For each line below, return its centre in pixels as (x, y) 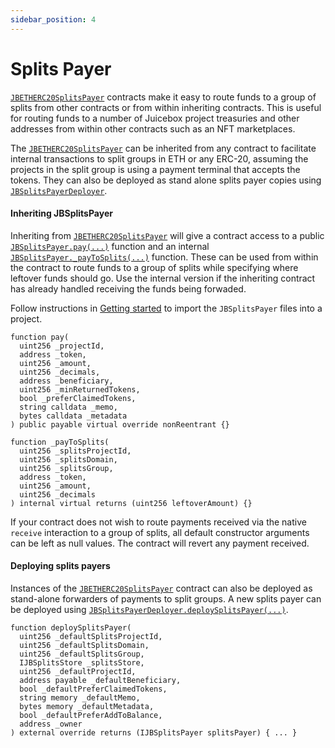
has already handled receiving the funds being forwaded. (128, 288)
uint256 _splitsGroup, (66, 468)
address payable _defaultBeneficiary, (100, 680)
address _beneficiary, (66, 381)
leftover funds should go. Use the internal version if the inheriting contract (163, 278)
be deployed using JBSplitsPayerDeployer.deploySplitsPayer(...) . (149, 609)
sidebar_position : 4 (53, 19)
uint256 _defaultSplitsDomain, (84, 645)
